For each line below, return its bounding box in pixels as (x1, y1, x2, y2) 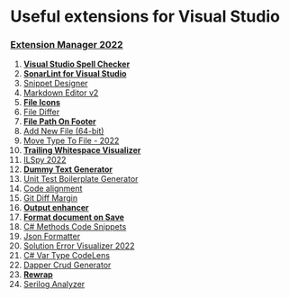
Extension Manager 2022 (10, 39, 124, 51)
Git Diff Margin (23, 193, 78, 203)
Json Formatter (23, 231, 80, 242)
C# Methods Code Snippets (23, 221, 127, 232)
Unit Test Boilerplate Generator (23, 174, 139, 185)
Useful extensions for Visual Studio (10, 6, 280, 27)
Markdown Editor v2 (23, 87, 99, 98)
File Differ (23, 106, 60, 118)
